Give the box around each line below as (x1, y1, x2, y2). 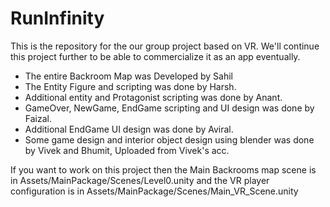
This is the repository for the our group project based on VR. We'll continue (10, 40, 320, 52)
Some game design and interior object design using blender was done (24, 133, 315, 146)
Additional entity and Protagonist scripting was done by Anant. (24, 91, 283, 103)
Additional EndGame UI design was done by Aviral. (24, 123, 234, 135)
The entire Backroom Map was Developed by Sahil (24, 70, 233, 82)
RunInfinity (10, 7, 105, 30)
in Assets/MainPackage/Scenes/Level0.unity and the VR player (10, 174, 270, 186)
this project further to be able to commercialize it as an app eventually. (10, 50, 301, 62)
